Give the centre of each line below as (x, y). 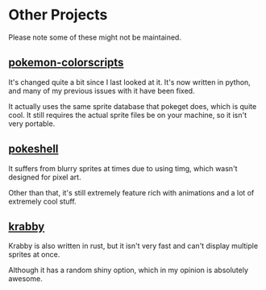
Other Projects (58, 15)
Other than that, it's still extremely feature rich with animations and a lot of (131, 192)
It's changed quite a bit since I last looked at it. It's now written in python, (130, 82)
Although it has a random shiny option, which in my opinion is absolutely (128, 270)
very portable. (32, 124)
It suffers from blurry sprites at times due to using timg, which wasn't (123, 168)
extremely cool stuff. (42, 201)
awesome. (25, 279)
